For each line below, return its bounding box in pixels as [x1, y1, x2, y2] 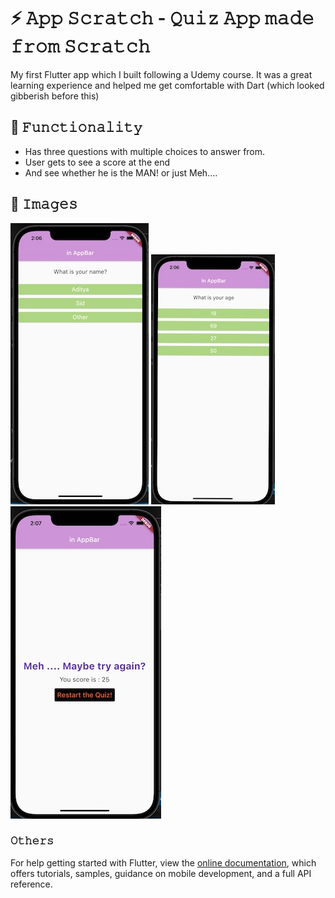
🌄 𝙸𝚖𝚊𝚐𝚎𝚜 [10, 196, 78, 213]
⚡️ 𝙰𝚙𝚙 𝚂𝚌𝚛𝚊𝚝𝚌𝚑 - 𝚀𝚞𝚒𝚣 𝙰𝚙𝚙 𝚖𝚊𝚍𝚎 [10, 7, 315, 30]
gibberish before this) [10, 90, 100, 102]
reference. [10, 878, 53, 890]
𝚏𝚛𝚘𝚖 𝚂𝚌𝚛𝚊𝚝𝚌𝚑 [10, 35, 151, 58]
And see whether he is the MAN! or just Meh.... [24, 166, 218, 179]
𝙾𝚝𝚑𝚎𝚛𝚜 [10, 834, 55, 848]
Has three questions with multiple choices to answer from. [24, 145, 266, 157]
